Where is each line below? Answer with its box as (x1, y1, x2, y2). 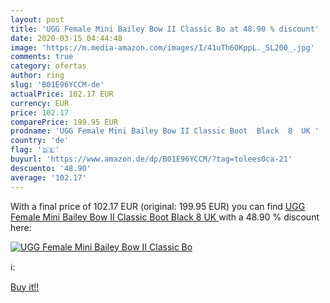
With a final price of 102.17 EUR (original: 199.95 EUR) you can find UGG (10, 200, 306, 212)
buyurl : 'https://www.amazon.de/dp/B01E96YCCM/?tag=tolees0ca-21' (10, 154, 293, 164)
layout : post (10, 14, 65, 25)
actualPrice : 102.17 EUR (10, 89, 114, 99)
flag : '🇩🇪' (10, 145, 60, 155)
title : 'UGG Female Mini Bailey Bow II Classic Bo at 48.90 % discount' (10, 24, 320, 34)
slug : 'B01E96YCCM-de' (10, 80, 105, 90)
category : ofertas (10, 61, 87, 71)
